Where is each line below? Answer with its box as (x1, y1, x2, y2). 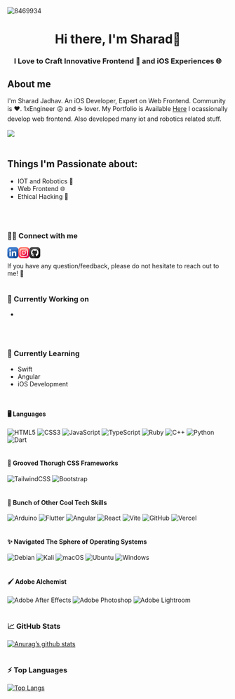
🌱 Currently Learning (7, 348, 80, 358)
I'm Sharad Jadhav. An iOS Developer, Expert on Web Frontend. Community (7, 96, 226, 105)
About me (7, 78, 51, 90)
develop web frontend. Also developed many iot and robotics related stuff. (7, 115, 222, 123)
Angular (17, 372, 41, 381)
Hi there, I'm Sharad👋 (55, 32, 181, 47)
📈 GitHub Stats (7, 621, 61, 631)
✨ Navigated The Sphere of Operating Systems (7, 537, 147, 546)
